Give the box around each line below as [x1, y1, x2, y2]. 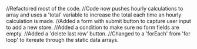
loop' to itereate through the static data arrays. [6, 37, 119, 43]
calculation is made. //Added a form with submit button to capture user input [6, 18, 191, 24]
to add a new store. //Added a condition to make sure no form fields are [6, 24, 179, 31]
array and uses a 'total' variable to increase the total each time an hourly [6, 11, 182, 18]
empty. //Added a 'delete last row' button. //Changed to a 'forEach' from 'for [6, 30, 191, 37]
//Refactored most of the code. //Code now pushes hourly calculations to [6, 5, 183, 12]
